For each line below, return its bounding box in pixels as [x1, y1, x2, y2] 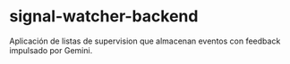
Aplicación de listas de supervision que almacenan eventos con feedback [9, 36, 281, 46]
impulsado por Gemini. [9, 44, 93, 55]
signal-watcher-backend [9, 6, 199, 27]
